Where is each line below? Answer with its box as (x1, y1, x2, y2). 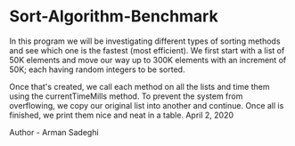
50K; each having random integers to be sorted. (9, 64, 185, 75)
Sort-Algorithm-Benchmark (9, 6, 218, 27)
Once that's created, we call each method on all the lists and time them (9, 81, 270, 92)
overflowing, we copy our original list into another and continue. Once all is (9, 100, 284, 110)
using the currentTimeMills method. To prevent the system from (9, 91, 243, 101)
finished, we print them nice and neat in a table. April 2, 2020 (9, 109, 234, 120)
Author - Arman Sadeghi (9, 126, 100, 137)
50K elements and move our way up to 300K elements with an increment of (9, 54, 287, 65)
